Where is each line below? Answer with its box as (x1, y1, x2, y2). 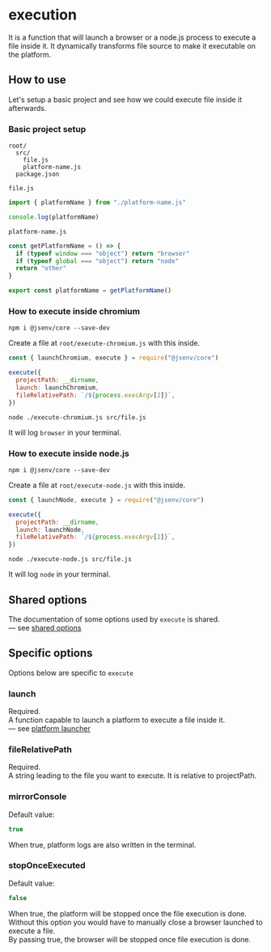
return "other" (15, 265, 67, 273)
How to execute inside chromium (8, 305, 140, 317)
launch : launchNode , (15, 525, 85, 533)
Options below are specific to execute (8, 668, 133, 678)
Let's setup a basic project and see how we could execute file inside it (8, 95, 243, 104)
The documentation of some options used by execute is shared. (8, 614, 220, 624)
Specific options (8, 646, 93, 661)
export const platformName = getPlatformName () (8, 287, 172, 295)
